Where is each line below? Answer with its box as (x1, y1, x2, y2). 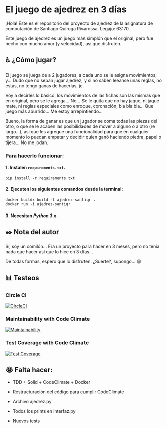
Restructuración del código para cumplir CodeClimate (12, 389, 124, 395)
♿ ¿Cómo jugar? (5, 56, 57, 64)
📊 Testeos (5, 273, 39, 282)
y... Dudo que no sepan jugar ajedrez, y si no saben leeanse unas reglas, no (5, 77, 162, 83)
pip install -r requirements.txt (5, 175, 75, 181)
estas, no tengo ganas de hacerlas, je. (5, 82, 85, 89)
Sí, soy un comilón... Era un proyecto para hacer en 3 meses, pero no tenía (5, 243, 160, 250)
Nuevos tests (12, 418, 40, 424)
